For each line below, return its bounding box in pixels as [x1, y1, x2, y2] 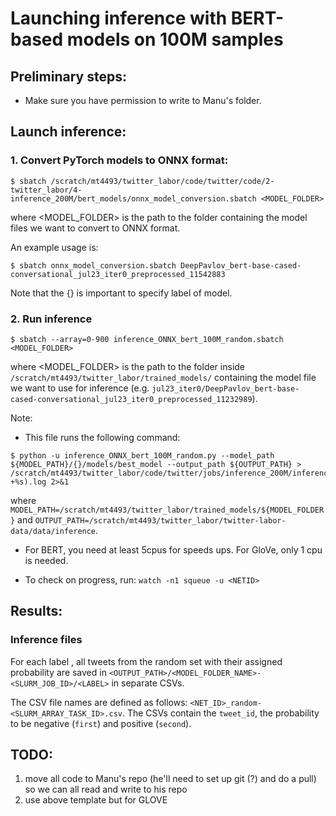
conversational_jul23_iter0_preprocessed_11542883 [10, 269, 226, 279]
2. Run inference [10, 312, 93, 326]
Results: [10, 603, 63, 620]
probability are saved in [10, 666, 107, 678]
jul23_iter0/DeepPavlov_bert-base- [151, 383, 300, 394]
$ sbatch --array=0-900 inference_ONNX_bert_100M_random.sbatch [10, 334, 284, 344]
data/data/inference [10, 526, 97, 536]
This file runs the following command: [24, 431, 181, 443]
